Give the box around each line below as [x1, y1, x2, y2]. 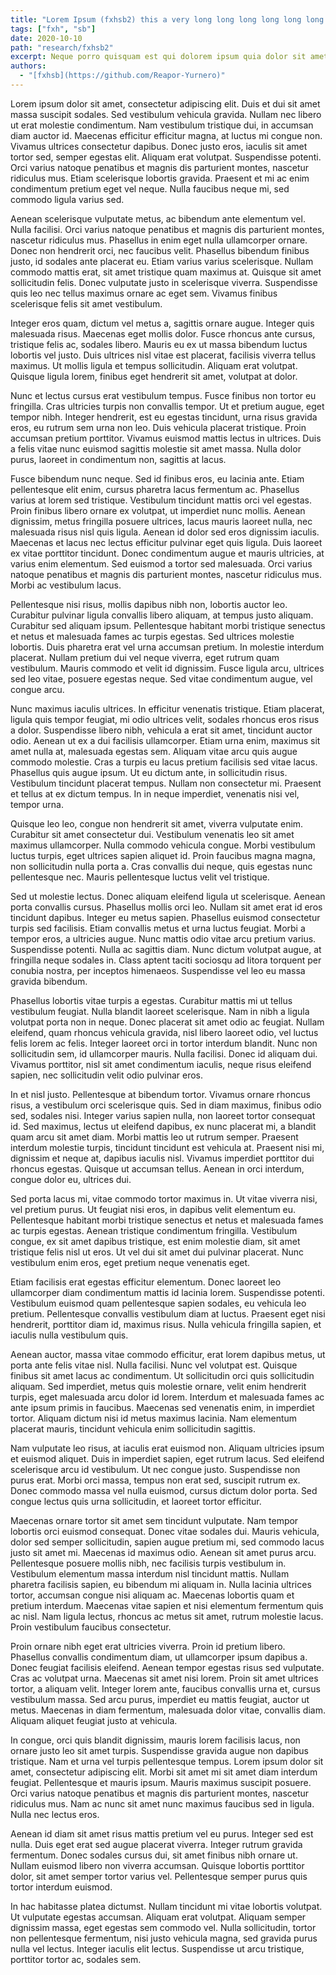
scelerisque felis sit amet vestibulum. [10, 297, 163, 310]
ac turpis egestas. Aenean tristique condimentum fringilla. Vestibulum [10, 1224, 298, 1236]
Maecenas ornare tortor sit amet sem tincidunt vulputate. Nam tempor [10, 1514, 299, 1526]
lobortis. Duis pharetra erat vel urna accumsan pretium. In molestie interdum [10, 641, 325, 653]
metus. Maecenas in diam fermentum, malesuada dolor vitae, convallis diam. [10, 1704, 326, 1716]
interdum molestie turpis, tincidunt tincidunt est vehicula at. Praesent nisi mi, [10, 1141, 325, 1153]
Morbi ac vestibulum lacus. [10, 579, 122, 591]
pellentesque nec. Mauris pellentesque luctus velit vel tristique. [10, 871, 270, 883]
